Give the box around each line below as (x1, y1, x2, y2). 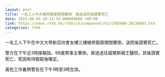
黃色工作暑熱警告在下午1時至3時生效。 (5, 67, 83, 73)
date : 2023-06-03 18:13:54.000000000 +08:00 (5, 16, 98, 21)
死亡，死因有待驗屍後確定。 (5, 56, 62, 62)
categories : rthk (5, 26, 41, 30)
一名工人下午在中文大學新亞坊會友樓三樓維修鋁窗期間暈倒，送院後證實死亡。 (5, 40, 161, 46)
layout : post (5, 7, 32, 12)
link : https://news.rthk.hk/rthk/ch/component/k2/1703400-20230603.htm (5, 21, 155, 26)
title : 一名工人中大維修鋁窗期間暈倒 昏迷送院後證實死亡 (5, 12, 109, 17)
